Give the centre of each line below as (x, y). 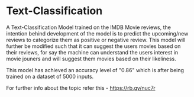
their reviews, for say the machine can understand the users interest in (92, 52)
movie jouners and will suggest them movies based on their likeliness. (91, 59)
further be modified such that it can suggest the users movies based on (93, 46)
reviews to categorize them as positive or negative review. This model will (96, 40)
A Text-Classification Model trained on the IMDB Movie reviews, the (89, 27)
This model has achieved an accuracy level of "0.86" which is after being (95, 70)
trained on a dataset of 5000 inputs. (50, 76)
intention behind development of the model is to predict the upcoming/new (97, 33)
